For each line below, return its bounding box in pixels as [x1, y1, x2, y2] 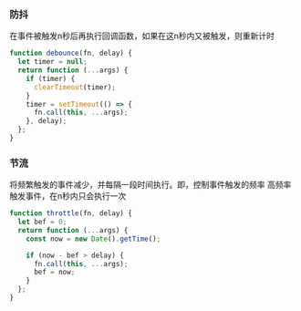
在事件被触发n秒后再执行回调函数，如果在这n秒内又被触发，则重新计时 [9, 30, 275, 42]
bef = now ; [33, 267, 76, 277]
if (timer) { [26, 74, 76, 83]
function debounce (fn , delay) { [9, 48, 132, 58]
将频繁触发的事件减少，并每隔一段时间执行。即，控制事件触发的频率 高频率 [9, 180, 292, 191]
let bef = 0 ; [17, 217, 67, 227]
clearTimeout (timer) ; [33, 82, 117, 92]
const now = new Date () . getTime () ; [26, 234, 161, 244]
